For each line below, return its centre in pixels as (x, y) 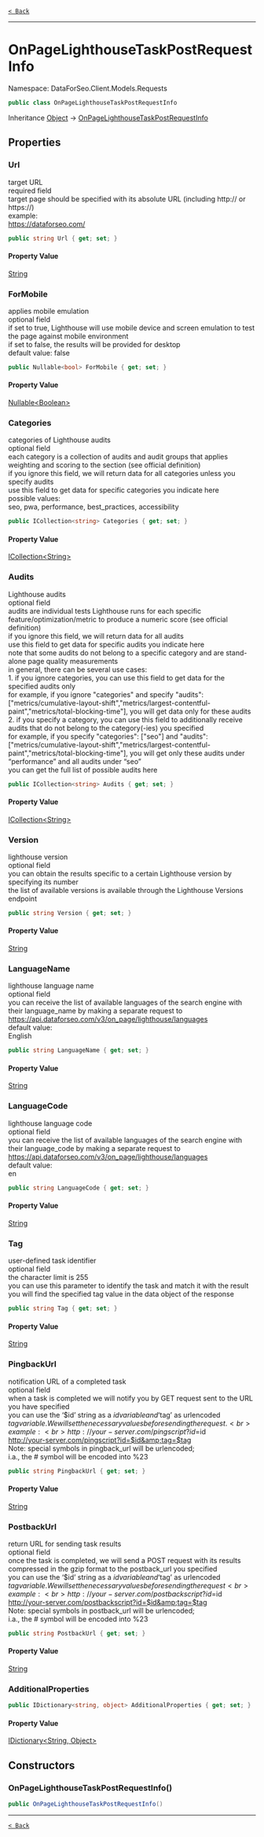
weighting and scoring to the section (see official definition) (104, 465)
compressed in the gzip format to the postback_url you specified (113, 1569)
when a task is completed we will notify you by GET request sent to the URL (131, 1398)
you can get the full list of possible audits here (83, 769)
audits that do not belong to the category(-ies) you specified (106, 728)
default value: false (39, 352)
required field (30, 190)
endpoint (23, 898)
